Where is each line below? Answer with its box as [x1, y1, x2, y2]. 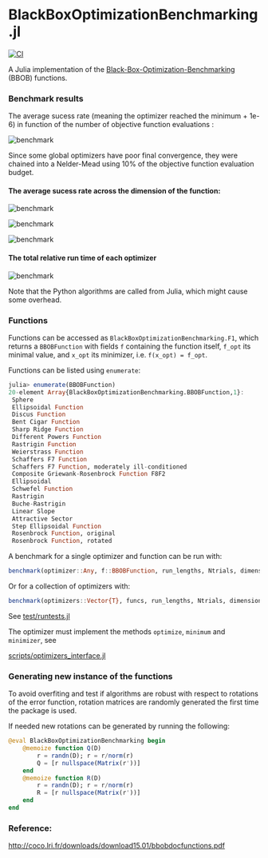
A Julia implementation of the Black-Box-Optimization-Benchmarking [8, 64, 235, 74]
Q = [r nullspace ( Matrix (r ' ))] [37, 759, 141, 767]
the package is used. [8, 706, 77, 716]
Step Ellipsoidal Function [11, 522, 102, 530]
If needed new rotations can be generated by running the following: [8, 721, 230, 731]
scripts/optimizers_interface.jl [8, 650, 106, 660]
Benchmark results [8, 93, 84, 104]
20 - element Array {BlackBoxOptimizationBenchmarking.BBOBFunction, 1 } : [8, 388, 245, 397]
